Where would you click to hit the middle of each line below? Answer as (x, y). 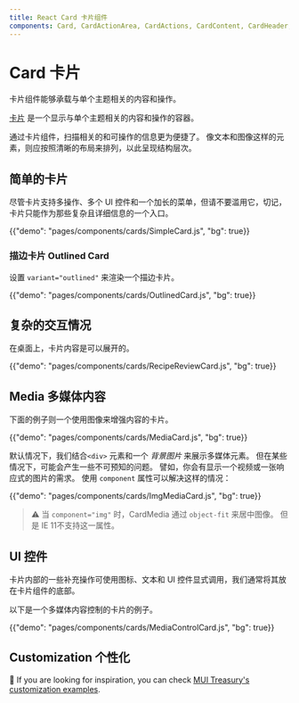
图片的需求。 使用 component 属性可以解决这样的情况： (132, 478)
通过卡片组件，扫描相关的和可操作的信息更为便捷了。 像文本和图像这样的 (143, 137)
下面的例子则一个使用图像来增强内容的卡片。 (91, 419)
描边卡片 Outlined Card (59, 256)
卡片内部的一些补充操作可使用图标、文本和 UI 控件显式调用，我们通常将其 (144, 579)
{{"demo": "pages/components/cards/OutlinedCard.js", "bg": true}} (133, 294)
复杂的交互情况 (50, 325)
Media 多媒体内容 (58, 397)
